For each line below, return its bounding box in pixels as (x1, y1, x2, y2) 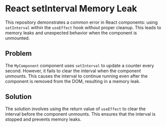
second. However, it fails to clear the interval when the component (5, 68, 141, 74)
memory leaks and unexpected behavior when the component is (5, 30, 137, 36)
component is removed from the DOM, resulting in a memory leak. (5, 78, 141, 84)
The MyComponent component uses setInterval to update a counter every (5, 62, 154, 68)
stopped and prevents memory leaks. (5, 116, 82, 122)
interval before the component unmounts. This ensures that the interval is (5, 111, 156, 117)
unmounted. (5, 35, 30, 41)
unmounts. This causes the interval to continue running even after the (5, 73, 148, 79)
